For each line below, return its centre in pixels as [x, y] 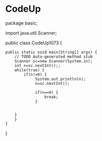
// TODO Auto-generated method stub [54, 57]
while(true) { [29, 70]
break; [51, 97]
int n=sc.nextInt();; [37, 65]
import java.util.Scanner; [31, 33]
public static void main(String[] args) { [51, 52]
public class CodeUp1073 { [34, 43]
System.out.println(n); [60, 79]
